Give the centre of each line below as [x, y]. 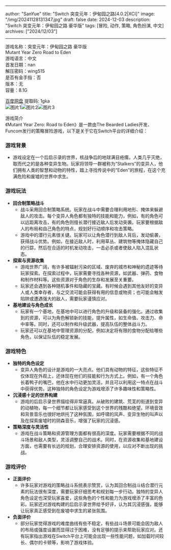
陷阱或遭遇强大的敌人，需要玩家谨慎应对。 [65, 298]
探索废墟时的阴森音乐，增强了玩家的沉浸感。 [76, 420]
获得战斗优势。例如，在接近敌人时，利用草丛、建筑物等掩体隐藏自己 [92, 241]
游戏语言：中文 [21, 58]
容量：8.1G [17, 90]
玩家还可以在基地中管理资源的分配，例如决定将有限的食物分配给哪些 [92, 330]
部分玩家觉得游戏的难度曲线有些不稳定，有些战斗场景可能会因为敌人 [92, 524]
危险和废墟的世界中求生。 [44, 177]
